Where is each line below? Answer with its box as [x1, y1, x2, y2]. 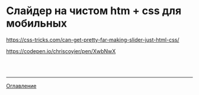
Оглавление [6, 82, 37, 89]
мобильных [6, 17, 68, 30]
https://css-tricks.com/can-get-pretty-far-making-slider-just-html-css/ [6, 36, 179, 43]
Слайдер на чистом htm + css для [6, 4, 182, 18]
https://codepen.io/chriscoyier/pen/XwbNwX [6, 47, 116, 54]
